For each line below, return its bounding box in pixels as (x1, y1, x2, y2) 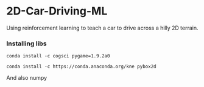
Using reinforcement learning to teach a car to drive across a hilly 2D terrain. (6, 24, 199, 31)
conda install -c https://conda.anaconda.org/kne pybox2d (6, 63, 157, 70)
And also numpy (6, 74, 47, 82)
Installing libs (6, 39, 47, 48)
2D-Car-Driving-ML (6, 4, 108, 18)
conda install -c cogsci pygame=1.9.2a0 (6, 53, 111, 59)
